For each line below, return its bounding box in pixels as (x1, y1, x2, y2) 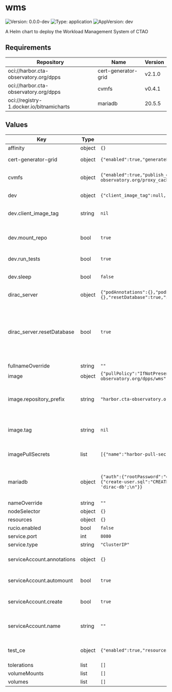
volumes (8, 678, 29, 685)
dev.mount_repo (8, 234, 48, 241)
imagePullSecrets (8, 451, 50, 458)
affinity (8, 144, 25, 151)
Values (5, 120, 28, 129)
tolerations (8, 661, 34, 668)
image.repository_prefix (8, 395, 65, 402)
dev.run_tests (8, 255, 40, 262)
